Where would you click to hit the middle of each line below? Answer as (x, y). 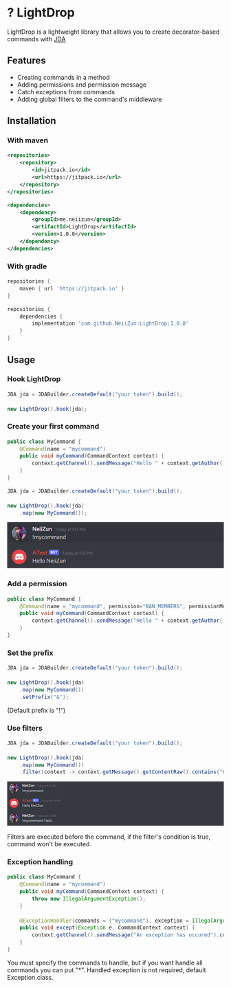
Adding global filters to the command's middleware (89, 99)
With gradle (27, 266)
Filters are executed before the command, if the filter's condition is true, (109, 837)
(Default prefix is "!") (36, 710)
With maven (28, 140)
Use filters (25, 728)
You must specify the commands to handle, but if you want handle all (105, 963)
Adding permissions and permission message (81, 85)
